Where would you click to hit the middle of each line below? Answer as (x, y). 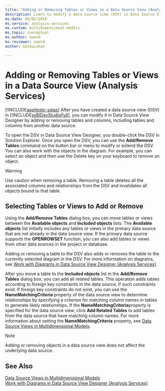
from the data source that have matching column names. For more (72, 316)
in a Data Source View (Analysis (71, 86)
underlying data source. (29, 351)
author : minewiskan (25, 46)
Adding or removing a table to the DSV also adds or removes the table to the (82, 254)
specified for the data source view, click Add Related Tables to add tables (80, 311)
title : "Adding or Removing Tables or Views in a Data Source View (76, 10)
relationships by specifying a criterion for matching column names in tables (81, 300)
